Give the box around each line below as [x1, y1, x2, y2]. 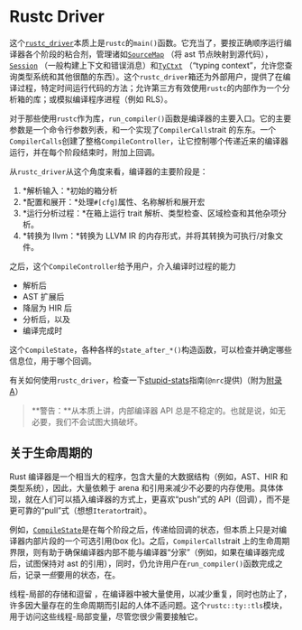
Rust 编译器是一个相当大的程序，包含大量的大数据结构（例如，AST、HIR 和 [9, 471, 288, 482]
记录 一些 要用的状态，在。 [24, 569, 120, 579]
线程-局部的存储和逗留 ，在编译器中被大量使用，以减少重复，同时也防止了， [9, 588, 292, 599]
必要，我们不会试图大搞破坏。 [31, 416, 142, 427]
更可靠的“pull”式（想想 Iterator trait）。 [9, 505, 151, 515]
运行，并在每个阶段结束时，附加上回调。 [9, 146, 160, 157]
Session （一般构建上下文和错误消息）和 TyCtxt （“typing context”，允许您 [9, 60, 286, 70]
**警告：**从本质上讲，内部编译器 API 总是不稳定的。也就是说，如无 [31, 404, 287, 416]
